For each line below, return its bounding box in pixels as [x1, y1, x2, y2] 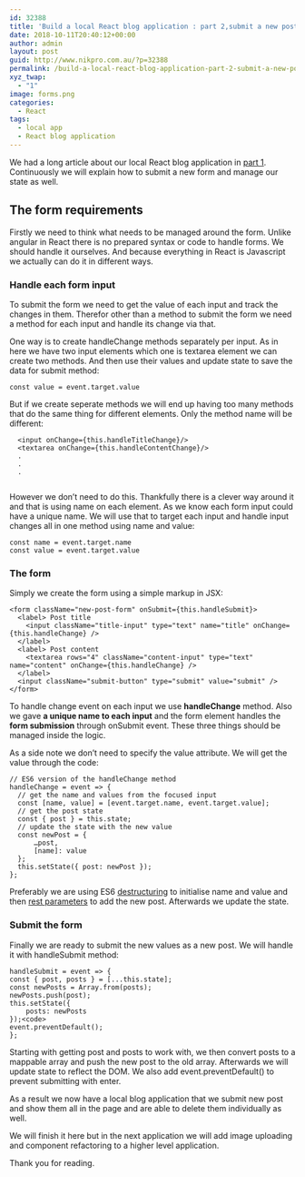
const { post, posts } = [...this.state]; [9, 975, 172, 984]
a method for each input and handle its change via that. [9, 318, 216, 329]
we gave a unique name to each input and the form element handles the [9, 711, 281, 722]
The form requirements [9, 202, 143, 218]
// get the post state [17, 807, 103, 816]
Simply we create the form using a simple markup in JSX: [9, 588, 224, 599]
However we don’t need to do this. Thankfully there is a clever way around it [9, 491, 295, 502]
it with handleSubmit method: [9, 949, 120, 960]
